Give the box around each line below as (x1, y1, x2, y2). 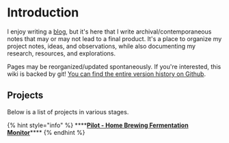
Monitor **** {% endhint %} (7, 128, 85, 136)
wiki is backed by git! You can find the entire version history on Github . (7, 70, 206, 78)
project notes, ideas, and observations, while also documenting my (7, 42, 196, 50)
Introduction (7, 5, 79, 21)
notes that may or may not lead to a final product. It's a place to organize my (7, 34, 222, 42)
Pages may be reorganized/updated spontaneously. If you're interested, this (7, 62, 221, 70)
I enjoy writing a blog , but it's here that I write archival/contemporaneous (7, 27, 212, 36)
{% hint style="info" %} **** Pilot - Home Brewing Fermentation (7, 121, 189, 129)
